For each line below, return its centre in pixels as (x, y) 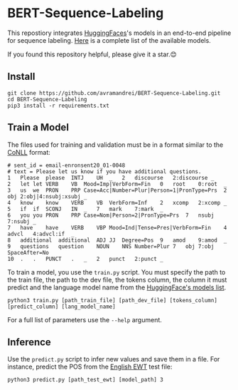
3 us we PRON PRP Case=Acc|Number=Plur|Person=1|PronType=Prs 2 (117, 190)
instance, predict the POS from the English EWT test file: (90, 367)
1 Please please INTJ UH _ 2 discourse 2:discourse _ (111, 178)
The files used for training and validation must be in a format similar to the (115, 145)
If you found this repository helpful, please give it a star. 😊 (92, 54)
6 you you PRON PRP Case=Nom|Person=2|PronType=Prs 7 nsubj (111, 215)
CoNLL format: (29, 152)
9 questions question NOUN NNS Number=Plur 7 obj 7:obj (111, 246)
